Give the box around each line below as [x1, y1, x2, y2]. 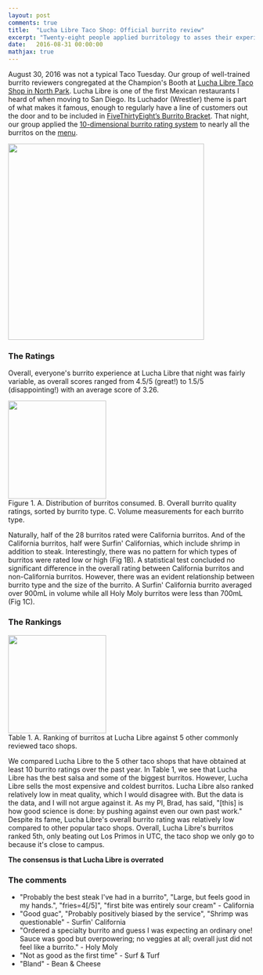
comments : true [8, 19, 58, 27]
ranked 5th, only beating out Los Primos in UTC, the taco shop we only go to [8, 831, 254, 841]
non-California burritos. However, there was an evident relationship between [8, 572, 254, 582]
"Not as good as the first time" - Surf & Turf [19, 951, 160, 960]
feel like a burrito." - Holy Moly [19, 942, 119, 951]
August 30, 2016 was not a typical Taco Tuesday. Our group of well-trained [8, 70, 250, 79]
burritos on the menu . [8, 128, 78, 137]
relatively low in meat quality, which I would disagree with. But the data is [8, 790, 244, 799]
